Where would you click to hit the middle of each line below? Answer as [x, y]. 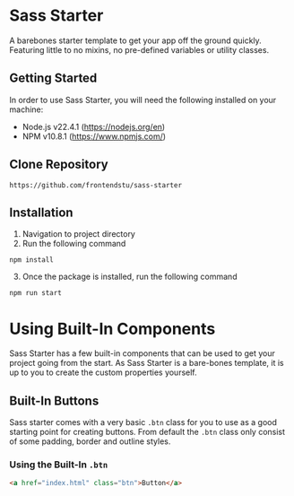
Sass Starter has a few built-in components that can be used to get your [143, 353]
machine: [26, 109]
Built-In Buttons [54, 400]
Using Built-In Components [112, 329]
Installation [41, 212]
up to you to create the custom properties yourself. [103, 372]
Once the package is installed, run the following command [130, 277]
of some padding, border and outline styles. [90, 441]
